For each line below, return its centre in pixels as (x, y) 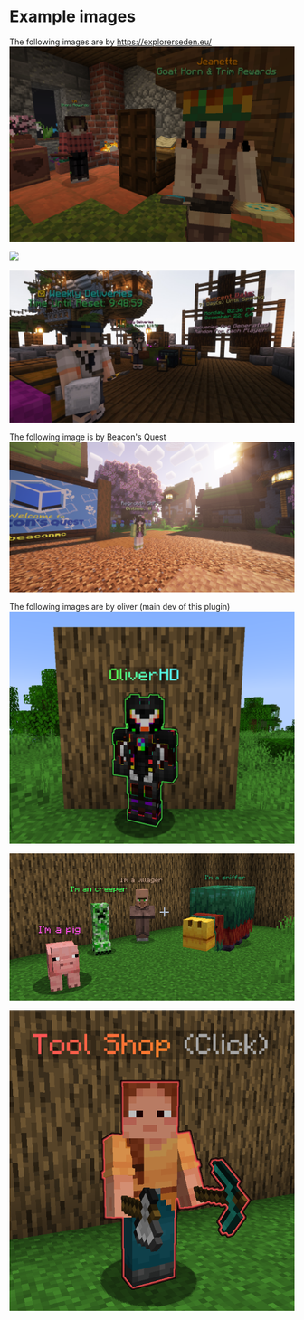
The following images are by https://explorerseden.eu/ (111, 42)
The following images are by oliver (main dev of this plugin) (120, 607)
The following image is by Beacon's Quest (88, 437)
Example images (73, 17)
